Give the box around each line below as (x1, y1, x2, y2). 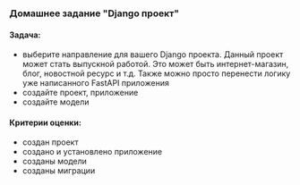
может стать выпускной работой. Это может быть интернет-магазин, (21, 59, 289, 70)
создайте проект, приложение (21, 88, 139, 98)
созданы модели (21, 156, 88, 167)
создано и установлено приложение (21, 147, 163, 157)
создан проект (21, 137, 79, 147)
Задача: (9, 29, 41, 40)
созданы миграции (21, 165, 96, 176)
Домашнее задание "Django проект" (9, 7, 180, 20)
